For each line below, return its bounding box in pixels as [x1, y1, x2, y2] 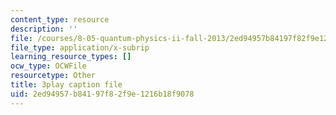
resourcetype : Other [10, 71, 97, 81]
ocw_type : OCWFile [10, 61, 87, 71]
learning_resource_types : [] [10, 52, 132, 62]
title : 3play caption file [10, 80, 123, 90]
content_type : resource [10, 14, 110, 25]
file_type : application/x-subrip [10, 42, 150, 53]
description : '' [10, 24, 78, 34]
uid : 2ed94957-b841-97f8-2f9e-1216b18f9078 [10, 89, 195, 99]
